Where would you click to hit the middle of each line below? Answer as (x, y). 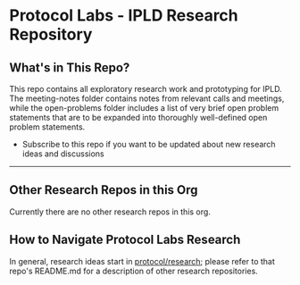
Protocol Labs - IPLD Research (124, 16)
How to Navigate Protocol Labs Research (125, 240)
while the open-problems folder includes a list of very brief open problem (144, 108)
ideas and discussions (63, 154)
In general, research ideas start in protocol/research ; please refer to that (142, 261)
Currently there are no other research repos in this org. (110, 212)
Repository (51, 34)
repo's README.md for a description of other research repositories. (134, 271)
